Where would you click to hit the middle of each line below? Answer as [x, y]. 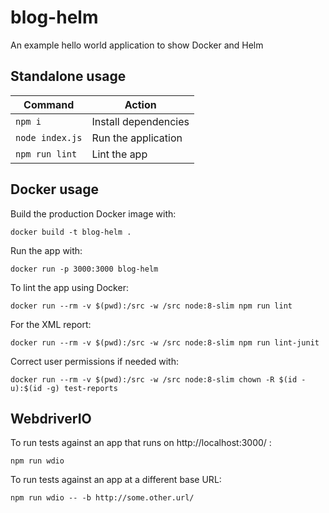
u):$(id [26, 388]
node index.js [49, 137]
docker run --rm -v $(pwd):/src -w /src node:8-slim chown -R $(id [154, 379]
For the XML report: [51, 324]
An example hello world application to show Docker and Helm [137, 45]
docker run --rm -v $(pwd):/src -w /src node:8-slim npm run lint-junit [165, 342]
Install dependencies [140, 121]
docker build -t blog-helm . [71, 232]
